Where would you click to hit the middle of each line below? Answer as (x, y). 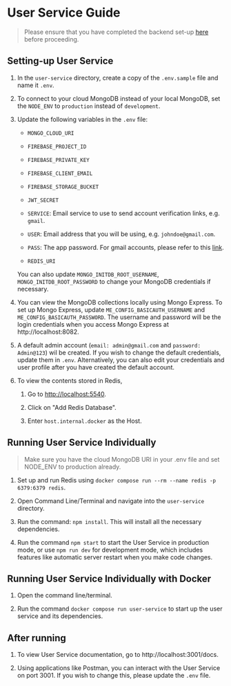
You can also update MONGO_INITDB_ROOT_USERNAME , (88, 274)
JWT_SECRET (43, 200)
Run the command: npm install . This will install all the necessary (109, 521)
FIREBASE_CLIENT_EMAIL (60, 173)
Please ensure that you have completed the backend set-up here (116, 32)
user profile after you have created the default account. (96, 367)
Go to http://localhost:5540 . (67, 394)
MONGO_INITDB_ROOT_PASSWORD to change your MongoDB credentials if (114, 281)
